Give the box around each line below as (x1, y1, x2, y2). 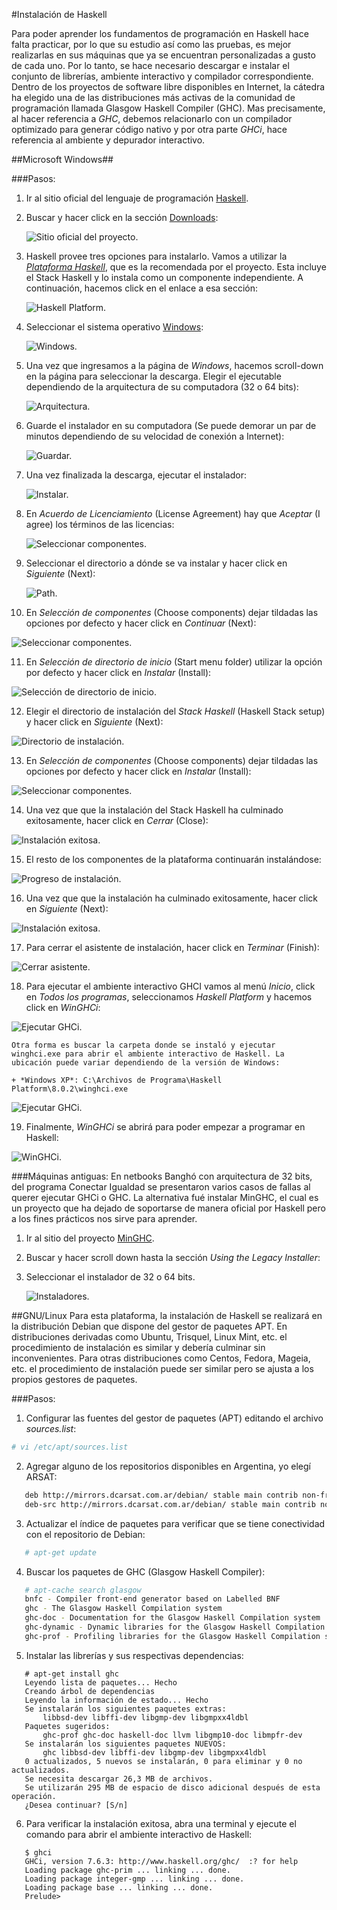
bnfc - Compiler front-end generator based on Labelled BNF (24, 1594, 281, 1604)
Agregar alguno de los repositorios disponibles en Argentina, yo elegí (25, 1460, 311, 1472)
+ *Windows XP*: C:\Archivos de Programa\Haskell (11, 1075, 223, 1085)
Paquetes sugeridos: (24, 1721, 111, 1731)
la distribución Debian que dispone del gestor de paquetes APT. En (11, 1320, 288, 1332)
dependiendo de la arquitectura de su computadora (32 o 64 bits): (25, 381, 299, 393)
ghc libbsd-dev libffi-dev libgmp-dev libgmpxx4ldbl (42, 1747, 268, 1758)
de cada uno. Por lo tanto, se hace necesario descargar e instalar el (11, 60, 290, 71)
